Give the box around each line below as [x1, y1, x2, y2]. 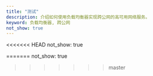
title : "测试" [6, 8, 39, 15]
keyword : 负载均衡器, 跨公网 [6, 19, 71, 25]
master [108, 64, 125, 71]
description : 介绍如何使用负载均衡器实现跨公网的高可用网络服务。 [6, 14, 150, 20]
